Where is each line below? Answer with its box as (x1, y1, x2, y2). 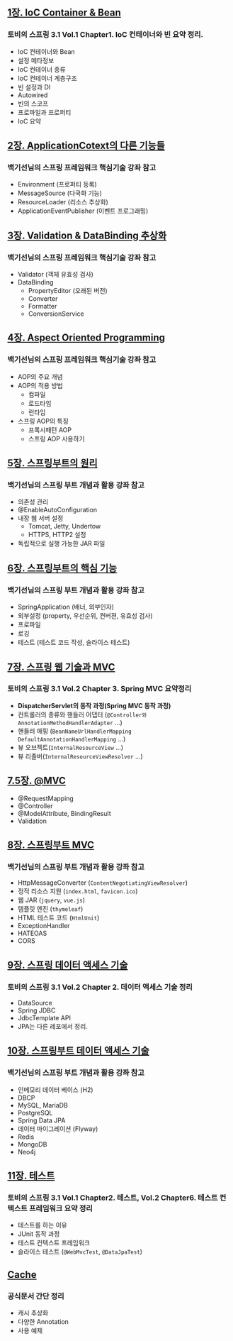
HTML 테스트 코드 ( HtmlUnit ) (17, 914, 100, 922)
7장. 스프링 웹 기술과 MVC (7, 661, 115, 673)
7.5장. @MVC (7, 775, 66, 787)
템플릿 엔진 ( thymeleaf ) (17, 905, 84, 913)
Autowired (17, 91, 48, 99)
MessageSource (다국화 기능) (17, 189, 103, 197)
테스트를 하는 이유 (17, 1221, 67, 1230)
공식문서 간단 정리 (7, 1291, 65, 1301)
